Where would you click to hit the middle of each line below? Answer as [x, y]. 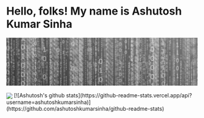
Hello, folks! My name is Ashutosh [94, 11]
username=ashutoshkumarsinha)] [49, 102]
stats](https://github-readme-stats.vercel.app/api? [129, 95]
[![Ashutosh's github [39, 95]
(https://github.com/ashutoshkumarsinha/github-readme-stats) [85, 109]
